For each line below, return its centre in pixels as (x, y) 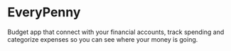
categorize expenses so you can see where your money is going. (103, 39)
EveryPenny (44, 12)
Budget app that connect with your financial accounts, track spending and (116, 32)
